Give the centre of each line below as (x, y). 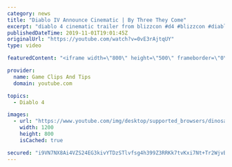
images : (18, 115)
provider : (21, 70)
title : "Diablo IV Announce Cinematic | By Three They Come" (97, 20)
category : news (29, 13)
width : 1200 (37, 128)
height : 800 (37, 134)
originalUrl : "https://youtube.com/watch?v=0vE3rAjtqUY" (91, 39)
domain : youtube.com (43, 83)
